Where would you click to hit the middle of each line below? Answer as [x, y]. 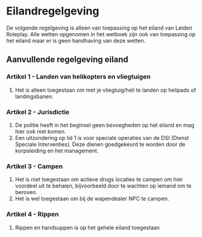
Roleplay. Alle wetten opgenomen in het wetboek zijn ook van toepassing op [101, 34]
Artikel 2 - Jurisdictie [38, 112]
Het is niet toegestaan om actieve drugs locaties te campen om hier [99, 180]
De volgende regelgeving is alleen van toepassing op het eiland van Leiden [99, 28]
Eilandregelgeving [53, 11]
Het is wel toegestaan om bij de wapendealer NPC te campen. [92, 199]
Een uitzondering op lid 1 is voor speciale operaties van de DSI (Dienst [102, 137]
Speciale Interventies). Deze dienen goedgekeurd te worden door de [100, 144]
